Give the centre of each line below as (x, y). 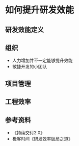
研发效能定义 (25, 30)
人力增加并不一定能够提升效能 (42, 61)
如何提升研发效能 (40, 10)
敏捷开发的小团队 (29, 67)
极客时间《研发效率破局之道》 (42, 139)
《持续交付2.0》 (28, 132)
